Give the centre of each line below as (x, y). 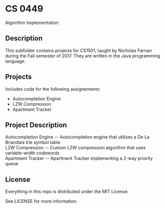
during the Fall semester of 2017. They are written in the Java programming (83, 56)
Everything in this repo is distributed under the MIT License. (67, 191)
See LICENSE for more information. (41, 201)
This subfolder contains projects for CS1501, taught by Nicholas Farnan (78, 50)
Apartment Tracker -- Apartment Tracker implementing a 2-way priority (79, 158)
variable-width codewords (32, 153)
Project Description (36, 125)
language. (16, 61)
